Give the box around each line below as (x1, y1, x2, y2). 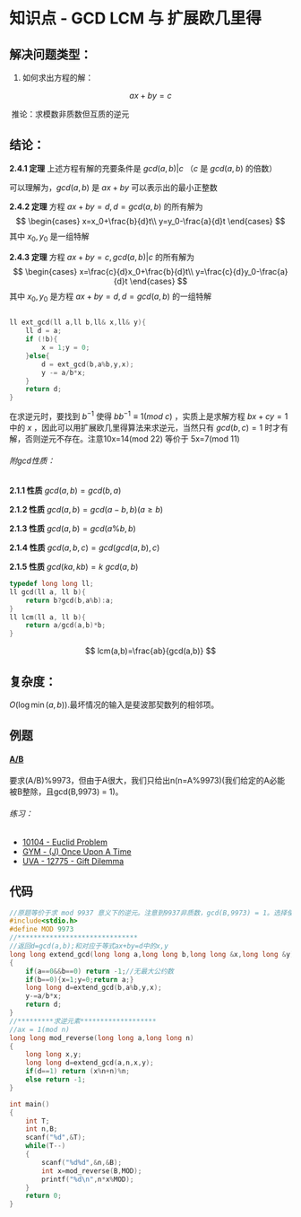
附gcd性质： (9, 455, 56, 467)
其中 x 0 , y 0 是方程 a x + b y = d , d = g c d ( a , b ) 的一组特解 (9, 291, 212, 303)
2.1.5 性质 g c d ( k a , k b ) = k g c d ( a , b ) (9, 562, 139, 573)
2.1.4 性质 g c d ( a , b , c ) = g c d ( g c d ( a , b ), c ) (9, 542, 160, 553)
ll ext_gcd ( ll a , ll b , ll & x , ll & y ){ (9, 318, 146, 328)
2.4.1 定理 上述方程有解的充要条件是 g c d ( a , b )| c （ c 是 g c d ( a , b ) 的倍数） (9, 162, 278, 173)
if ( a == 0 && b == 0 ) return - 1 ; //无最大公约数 (25, 967, 175, 976)
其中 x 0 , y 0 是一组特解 (9, 231, 90, 243)
